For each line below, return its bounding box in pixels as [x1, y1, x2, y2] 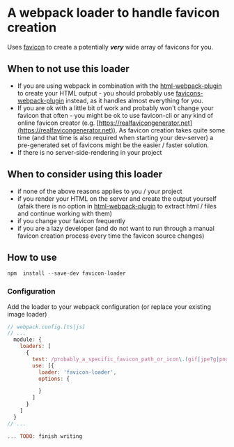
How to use [7, 251, 57, 263]
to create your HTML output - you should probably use [17, 89, 175, 97]
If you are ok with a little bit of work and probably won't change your [17, 103, 214, 112]
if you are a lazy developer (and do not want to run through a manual [17, 224, 214, 232]
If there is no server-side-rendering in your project [17, 148, 162, 156]
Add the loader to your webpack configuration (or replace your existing [7, 302, 211, 311]
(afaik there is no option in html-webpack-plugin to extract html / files [17, 202, 217, 210]
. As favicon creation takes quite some [115, 126, 225, 134]
